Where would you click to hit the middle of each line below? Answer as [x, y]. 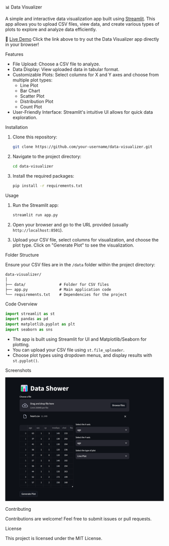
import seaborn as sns [29, 330]
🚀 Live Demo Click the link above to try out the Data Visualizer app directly [82, 39]
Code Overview [21, 304]
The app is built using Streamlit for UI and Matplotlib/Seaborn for [79, 339]
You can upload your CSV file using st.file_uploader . [68, 350]
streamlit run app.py [35, 215]
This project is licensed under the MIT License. [54, 538]
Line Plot [29, 85]
